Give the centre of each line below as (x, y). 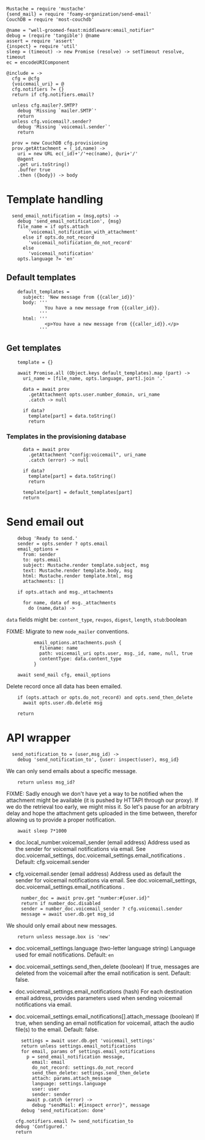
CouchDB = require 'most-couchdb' (50, 20)
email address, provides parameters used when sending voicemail (99, 998)
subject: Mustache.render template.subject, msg (86, 565)
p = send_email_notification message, (76, 1057)
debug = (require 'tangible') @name (53, 36)
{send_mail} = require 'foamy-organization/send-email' (79, 14)
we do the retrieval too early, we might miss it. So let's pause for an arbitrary (102, 806)
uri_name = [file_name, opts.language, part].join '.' (94, 378)
